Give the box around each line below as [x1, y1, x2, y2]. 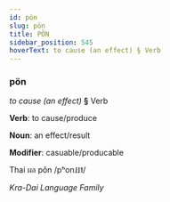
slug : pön [9, 21, 46, 30]
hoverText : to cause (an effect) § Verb [9, 46, 162, 55]
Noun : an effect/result [9, 130, 91, 141]
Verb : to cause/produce [9, 113, 98, 124]
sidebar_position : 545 [9, 37, 93, 47]
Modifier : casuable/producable [9, 148, 125, 158]
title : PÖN [9, 29, 50, 38]
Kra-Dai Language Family [9, 182, 104, 193]
